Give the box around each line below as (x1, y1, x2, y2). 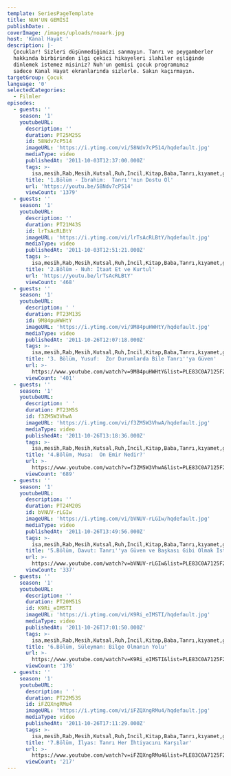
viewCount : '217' (25, 758, 76, 766)
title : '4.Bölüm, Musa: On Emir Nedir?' (25, 451, 146, 458)
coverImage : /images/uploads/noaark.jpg (7, 29, 125, 36)
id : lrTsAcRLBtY (25, 228, 72, 235)
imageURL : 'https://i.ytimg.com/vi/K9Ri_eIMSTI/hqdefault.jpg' (25, 612, 211, 618)
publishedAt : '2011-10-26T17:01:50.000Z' (25, 624, 146, 631)
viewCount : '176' (25, 662, 76, 669)
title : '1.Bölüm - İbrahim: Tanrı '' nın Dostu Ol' (25, 176, 174, 183)
